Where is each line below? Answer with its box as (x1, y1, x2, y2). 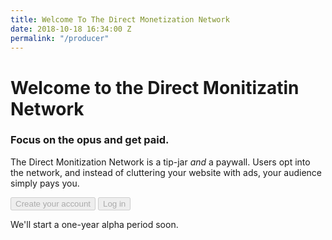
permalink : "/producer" (10, 33, 110, 43)
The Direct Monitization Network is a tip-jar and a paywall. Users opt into (10, 156, 311, 168)
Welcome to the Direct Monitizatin (10, 76, 300, 99)
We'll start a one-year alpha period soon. (10, 218, 179, 230)
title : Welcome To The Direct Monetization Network (10, 14, 230, 25)
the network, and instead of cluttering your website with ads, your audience (10, 166, 323, 178)
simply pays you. (10, 177, 80, 189)
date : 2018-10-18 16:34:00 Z (10, 24, 132, 34)
